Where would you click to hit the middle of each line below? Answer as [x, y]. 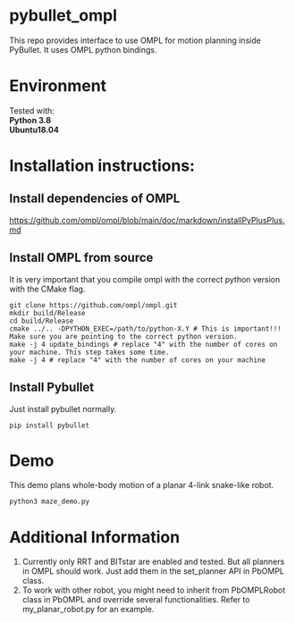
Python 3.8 [30, 120]
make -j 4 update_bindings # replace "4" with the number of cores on [143, 344]
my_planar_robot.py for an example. [88, 610]
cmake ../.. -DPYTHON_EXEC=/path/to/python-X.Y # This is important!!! [145, 328]
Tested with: [32, 110]
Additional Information [95, 537]
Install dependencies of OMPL [95, 199]
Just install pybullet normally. [63, 408]
